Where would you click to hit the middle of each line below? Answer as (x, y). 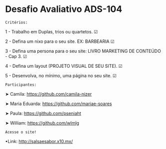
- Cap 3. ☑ (16, 56)
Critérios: (16, 22)
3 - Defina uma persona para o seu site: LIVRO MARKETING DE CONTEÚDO (83, 51)
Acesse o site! (21, 132)
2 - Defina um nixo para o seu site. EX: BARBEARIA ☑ (60, 41)
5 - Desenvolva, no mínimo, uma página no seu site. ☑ (61, 75)
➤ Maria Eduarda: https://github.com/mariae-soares (59, 104)
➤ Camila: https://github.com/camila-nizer (49, 94)
